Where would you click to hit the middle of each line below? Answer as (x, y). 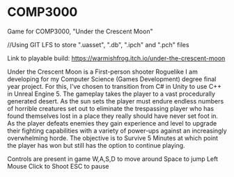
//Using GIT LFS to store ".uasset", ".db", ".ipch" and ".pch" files (98, 44)
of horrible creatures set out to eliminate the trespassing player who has (111, 108)
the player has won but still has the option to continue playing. (96, 145)
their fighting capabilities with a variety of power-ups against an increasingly (117, 130)
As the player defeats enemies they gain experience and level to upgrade (112, 123)
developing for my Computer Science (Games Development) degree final (112, 79)
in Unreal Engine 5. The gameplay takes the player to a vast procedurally (111, 94)
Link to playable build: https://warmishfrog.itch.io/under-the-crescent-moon (116, 58)
